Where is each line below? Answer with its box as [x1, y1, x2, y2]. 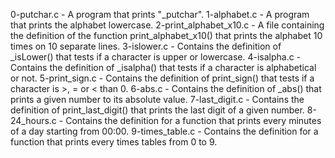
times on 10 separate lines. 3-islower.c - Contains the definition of [10, 40, 282, 52]
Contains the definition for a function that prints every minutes [65, 115, 322, 126]
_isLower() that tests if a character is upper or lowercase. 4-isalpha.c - [10, 51, 302, 63]
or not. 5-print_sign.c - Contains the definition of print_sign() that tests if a [10, 72, 315, 84]
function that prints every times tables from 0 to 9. [10, 136, 218, 148]
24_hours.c [10, 115, 57, 126]
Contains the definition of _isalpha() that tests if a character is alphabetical [10, 62, 317, 73]
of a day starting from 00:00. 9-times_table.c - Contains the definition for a [10, 125, 319, 137]
